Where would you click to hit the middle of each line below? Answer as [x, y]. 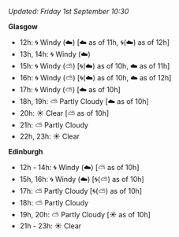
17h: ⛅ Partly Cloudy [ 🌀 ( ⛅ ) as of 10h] [81, 191]
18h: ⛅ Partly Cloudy [54, 203]
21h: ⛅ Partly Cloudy [54, 125]
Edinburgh [26, 152]
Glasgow [23, 26]
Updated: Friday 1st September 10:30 [69, 11]
